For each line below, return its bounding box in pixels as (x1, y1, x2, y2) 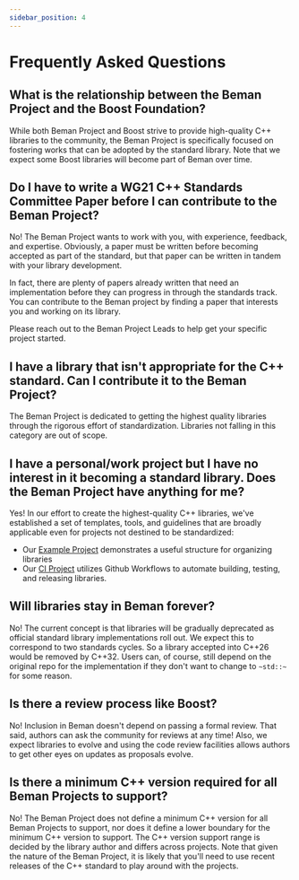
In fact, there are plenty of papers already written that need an (9, 277, 239, 288)
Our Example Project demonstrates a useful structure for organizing (21, 545, 273, 555)
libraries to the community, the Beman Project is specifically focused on (9, 135, 275, 145)
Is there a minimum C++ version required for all (9, 775, 278, 790)
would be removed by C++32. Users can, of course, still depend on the (9, 651, 271, 662)
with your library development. (9, 260, 123, 271)
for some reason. (9, 670, 73, 681)
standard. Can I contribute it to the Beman (9, 373, 247, 388)
